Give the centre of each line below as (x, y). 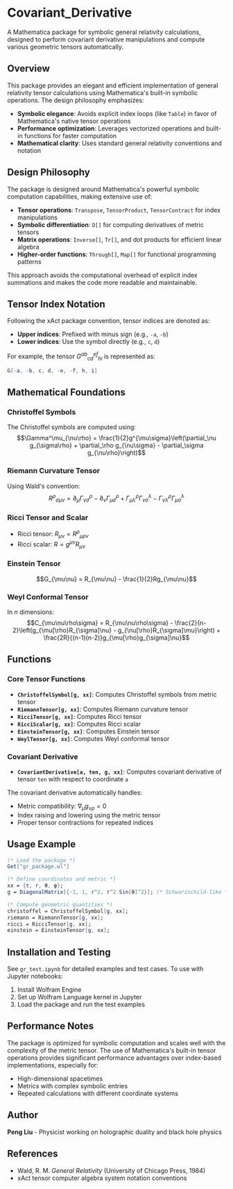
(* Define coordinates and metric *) (62, 879)
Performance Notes (51, 1026)
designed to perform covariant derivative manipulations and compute (106, 39)
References (33, 1154)
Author (23, 1115)
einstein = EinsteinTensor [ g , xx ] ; (59, 931)
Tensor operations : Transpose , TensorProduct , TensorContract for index (119, 210)
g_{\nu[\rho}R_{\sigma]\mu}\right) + (169, 630)
